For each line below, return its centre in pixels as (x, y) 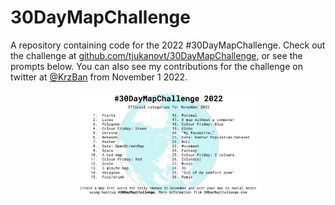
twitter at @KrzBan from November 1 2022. (99, 77)
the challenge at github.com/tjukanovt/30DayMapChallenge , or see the (156, 55)
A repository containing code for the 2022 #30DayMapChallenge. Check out (168, 45)
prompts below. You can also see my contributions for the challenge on (156, 66)
